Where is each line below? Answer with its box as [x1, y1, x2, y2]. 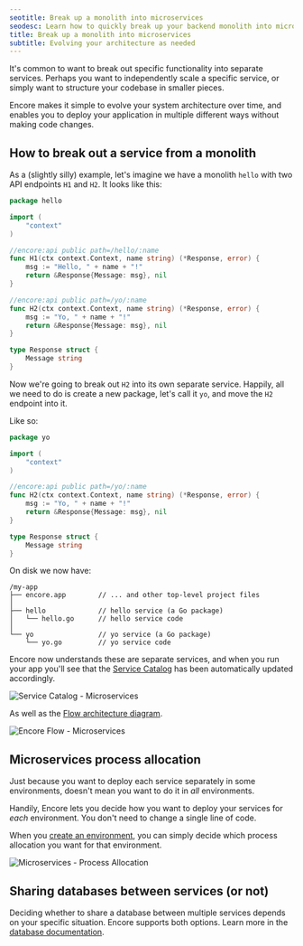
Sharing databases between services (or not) [9, 883, 270, 899]
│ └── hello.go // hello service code [9, 614, 183, 623]
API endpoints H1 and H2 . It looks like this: [9, 179, 162, 190]
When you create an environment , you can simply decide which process [9, 830, 278, 841]
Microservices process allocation [9, 752, 201, 767]
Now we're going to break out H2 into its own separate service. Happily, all [9, 379, 285, 389]
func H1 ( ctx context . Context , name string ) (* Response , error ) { [9, 254, 261, 263]
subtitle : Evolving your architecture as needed [9, 38, 196, 48]
